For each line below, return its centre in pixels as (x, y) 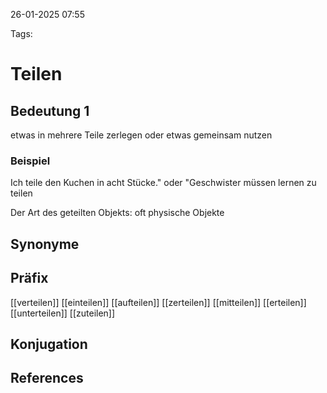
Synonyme (45, 244)
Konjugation (49, 344)
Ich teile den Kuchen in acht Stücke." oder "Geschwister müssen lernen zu (163, 183)
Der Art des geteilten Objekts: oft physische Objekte (117, 213)
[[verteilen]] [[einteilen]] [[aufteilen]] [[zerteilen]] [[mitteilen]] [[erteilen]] (158, 302)
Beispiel (30, 161)
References (47, 378)
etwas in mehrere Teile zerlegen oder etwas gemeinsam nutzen (141, 135)
